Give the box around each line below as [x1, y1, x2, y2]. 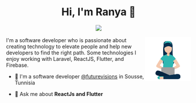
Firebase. [6, 61, 29, 68]
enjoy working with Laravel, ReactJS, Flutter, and [6, 55, 124, 62]
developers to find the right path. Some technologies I [6, 49, 137, 56]
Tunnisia [14, 79, 35, 86]
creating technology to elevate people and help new [6, 43, 132, 50]
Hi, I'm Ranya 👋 [61, 5, 136, 19]
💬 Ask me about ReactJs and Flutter [14, 90, 103, 97]
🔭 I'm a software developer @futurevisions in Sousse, [14, 73, 144, 80]
